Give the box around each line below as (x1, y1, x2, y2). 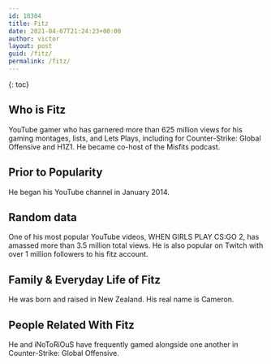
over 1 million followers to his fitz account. (8, 249, 148, 259)
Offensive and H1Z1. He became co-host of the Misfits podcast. (8, 141, 221, 151)
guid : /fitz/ (8, 50, 53, 58)
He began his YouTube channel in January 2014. (8, 187, 170, 197)
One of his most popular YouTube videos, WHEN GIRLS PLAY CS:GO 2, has (8, 232, 260, 242)
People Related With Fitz (8, 318, 135, 331)
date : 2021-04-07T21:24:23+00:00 (8, 27, 122, 35)
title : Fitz (8, 19, 49, 28)
